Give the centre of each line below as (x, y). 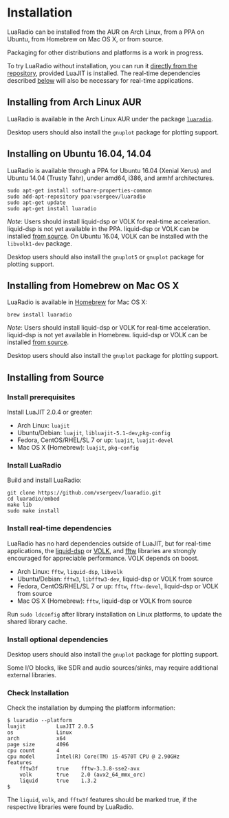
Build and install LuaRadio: (44, 480)
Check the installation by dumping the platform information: (91, 708)
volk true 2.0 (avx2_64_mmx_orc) (83, 775)
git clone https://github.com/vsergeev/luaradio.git (84, 493)
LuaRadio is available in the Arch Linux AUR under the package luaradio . (110, 119)
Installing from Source (56, 377)
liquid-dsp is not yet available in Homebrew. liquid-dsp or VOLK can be (107, 335)
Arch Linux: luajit (43, 426)
